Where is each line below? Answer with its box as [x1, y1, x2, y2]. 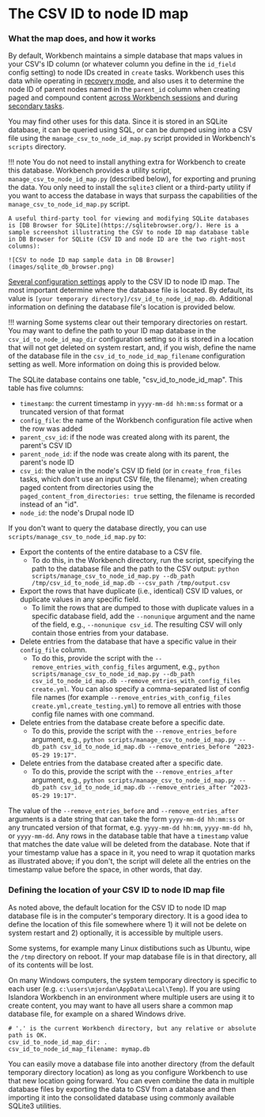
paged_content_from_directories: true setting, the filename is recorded [19, 492, 256, 501]
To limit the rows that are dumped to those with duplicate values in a [31, 603, 255, 613]
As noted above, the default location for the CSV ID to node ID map [8, 902, 227, 912]
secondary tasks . [8, 101, 65, 111]
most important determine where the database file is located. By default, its [8, 286, 254, 295]
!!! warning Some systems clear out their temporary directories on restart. [8, 317, 248, 327]
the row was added [19, 424, 83, 434]
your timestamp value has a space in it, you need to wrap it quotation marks [8, 848, 256, 857]
